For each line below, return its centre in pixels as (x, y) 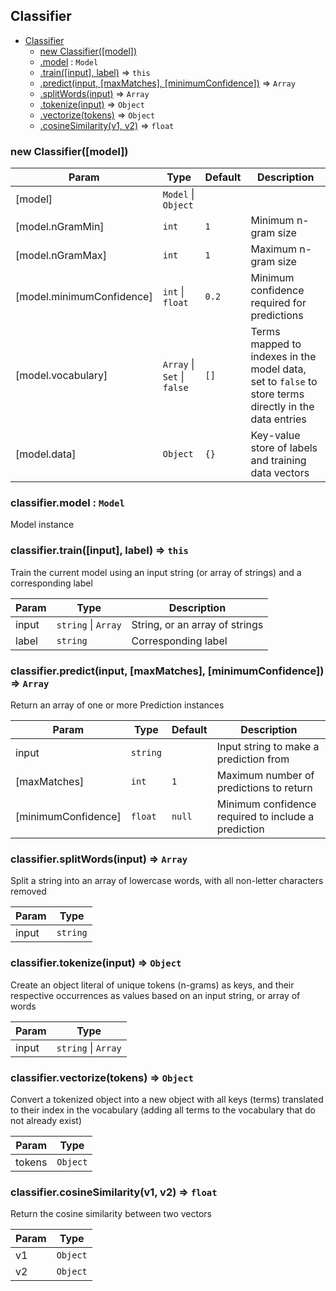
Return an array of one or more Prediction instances (117, 705)
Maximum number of (265, 775)
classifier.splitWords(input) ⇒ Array (99, 859)
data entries (278, 419)
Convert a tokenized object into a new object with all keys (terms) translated (167, 1099)
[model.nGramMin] (60, 227)
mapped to (276, 344)
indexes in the (283, 357)
